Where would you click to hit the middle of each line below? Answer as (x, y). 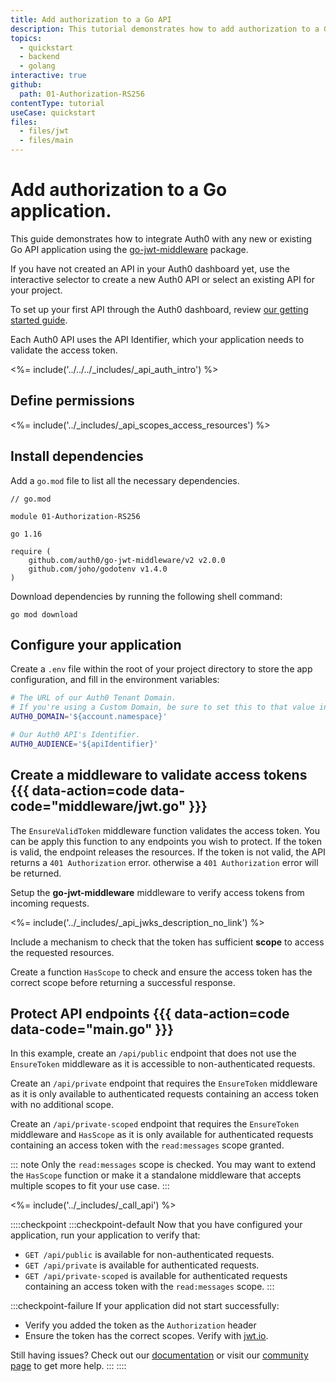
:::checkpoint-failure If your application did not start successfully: (145, 1306)
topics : (26, 38)
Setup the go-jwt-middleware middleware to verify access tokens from (157, 892)
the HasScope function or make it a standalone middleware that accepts (156, 1175)
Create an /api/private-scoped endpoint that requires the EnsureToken (155, 1124)
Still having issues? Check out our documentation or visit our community (159, 1355)
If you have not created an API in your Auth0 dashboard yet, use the (150, 268)
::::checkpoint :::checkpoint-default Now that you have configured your (156, 1225)
